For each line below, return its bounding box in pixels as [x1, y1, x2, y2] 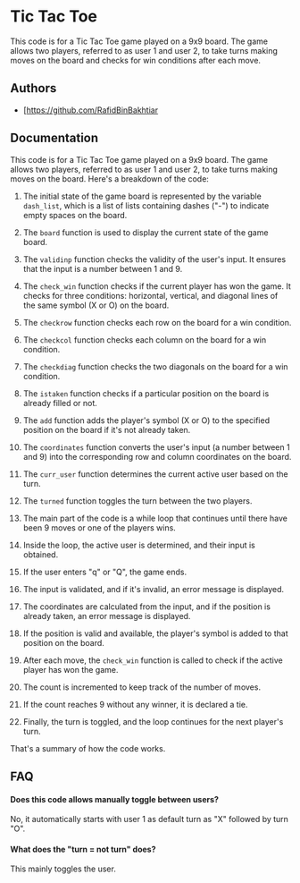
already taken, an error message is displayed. [22, 610, 191, 621]
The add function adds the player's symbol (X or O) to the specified [22, 414, 271, 426]
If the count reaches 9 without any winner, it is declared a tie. [22, 699, 248, 709]
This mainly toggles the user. [10, 863, 117, 874]
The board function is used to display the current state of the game [22, 226, 269, 238]
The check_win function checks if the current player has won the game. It [22, 280, 291, 292]
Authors [10, 81, 57, 96]
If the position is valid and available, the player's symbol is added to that [22, 628, 288, 639]
